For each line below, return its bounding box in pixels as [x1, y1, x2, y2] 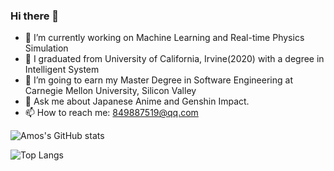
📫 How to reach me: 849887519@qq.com [24, 107, 199, 119]
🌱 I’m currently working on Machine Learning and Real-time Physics [24, 32, 305, 44]
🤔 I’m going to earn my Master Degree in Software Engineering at [24, 74, 293, 86]
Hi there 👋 [10, 9, 60, 23]
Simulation [24, 42, 69, 54]
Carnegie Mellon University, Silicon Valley [24, 85, 197, 97]
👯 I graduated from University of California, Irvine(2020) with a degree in [24, 53, 325, 65]
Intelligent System [24, 64, 100, 76]
